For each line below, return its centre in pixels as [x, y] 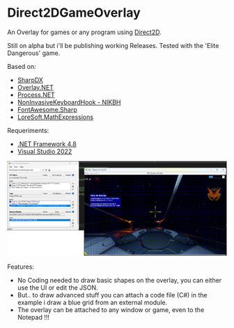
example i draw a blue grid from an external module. [92, 303]
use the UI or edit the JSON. [58, 288]
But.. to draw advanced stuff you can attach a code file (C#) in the [112, 295]
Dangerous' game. [34, 53]
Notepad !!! [33, 318]
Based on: [22, 66]
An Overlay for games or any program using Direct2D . [84, 32]
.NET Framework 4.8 [47, 143]
